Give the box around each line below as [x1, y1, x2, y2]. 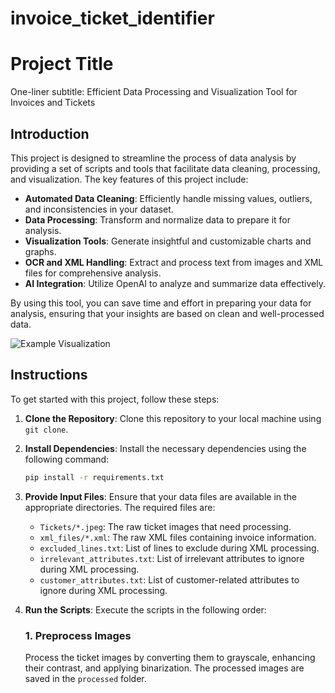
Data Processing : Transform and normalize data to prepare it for [24, 213, 291, 226]
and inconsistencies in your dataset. [24, 203, 174, 215]
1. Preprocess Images [24, 628, 132, 642]
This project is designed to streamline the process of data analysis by [10, 152, 297, 164]
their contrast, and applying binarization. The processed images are [24, 662, 305, 674]
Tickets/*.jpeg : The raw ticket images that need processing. [39, 520, 292, 532]
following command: [24, 453, 110, 465]
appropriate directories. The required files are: [24, 501, 216, 513]
